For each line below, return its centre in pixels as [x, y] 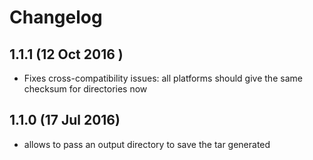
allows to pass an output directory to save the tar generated [147, 144]
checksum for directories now [85, 89]
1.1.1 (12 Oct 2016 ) [66, 54]
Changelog [56, 17]
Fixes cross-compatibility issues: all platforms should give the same [163, 78]
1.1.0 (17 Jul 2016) [65, 120]
